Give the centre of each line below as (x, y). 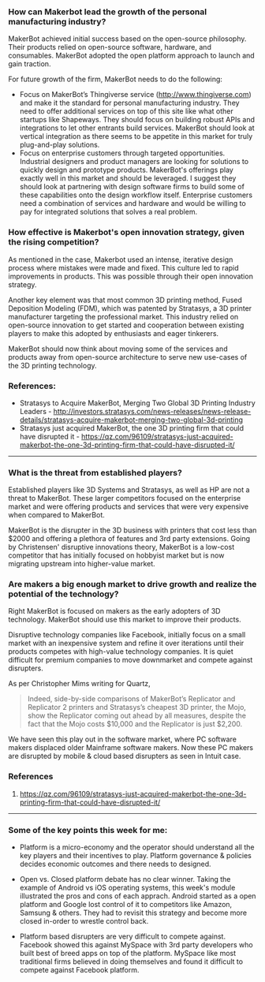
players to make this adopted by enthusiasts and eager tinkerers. (114, 333)
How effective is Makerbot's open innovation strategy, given (126, 233)
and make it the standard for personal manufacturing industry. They (129, 103)
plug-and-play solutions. (60, 145)
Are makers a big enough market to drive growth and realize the (132, 584)
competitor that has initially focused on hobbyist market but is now (116, 555)
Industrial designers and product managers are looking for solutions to (134, 162)
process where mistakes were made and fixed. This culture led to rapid (123, 267)
